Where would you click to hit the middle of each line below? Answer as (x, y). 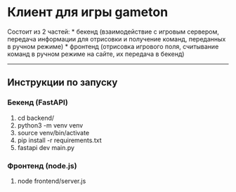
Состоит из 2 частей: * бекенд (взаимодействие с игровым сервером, (113, 32)
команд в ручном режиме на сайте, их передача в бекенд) (96, 54)
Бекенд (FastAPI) (38, 102)
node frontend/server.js (52, 181)
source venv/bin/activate (53, 132)
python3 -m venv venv (50, 125)
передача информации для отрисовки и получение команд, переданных (117, 39)
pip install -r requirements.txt (59, 140)
